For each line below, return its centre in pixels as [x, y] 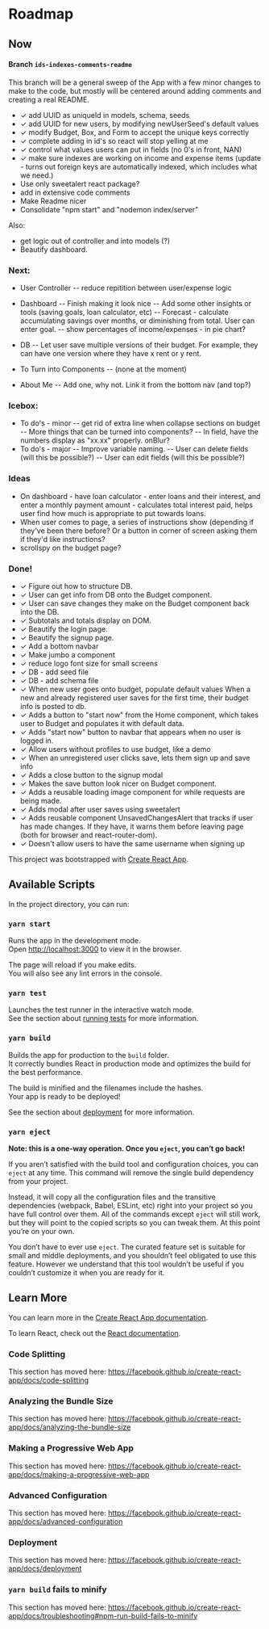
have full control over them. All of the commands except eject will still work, [134, 1214]
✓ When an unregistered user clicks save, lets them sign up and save [135, 758]
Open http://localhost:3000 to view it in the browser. [95, 949]
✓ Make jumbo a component [67, 654]
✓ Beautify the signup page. [67, 637]
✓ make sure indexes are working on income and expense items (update [141, 157]
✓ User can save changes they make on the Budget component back [134, 603]
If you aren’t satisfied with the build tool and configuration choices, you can [134, 1164]
